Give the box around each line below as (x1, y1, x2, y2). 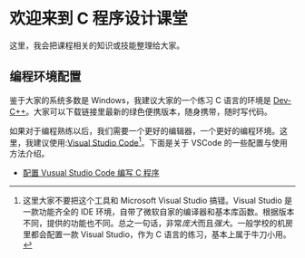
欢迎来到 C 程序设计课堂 (9, 8, 188, 29)
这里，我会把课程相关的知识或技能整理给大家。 (9, 40, 184, 51)
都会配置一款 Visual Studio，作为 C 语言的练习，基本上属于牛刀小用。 (30, 229, 291, 240)
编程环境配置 (9, 69, 82, 84)
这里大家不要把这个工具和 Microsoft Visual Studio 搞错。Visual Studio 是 (22, 196, 293, 206)
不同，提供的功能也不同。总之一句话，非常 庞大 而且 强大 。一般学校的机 (22, 218, 286, 229)
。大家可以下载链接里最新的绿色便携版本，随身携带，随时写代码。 (25, 106, 272, 117)
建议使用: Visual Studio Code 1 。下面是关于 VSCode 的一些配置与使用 (33, 135, 289, 148)
